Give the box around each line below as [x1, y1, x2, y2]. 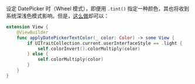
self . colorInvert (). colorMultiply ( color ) [37, 45, 141, 51]
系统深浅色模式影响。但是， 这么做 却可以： [6, 12, 109, 19]
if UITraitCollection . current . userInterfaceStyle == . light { [27, 40, 183, 46]
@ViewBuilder [16, 29, 49, 35]
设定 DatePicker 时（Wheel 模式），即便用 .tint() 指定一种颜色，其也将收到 [6, 5, 190, 12]
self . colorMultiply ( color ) [37, 57, 104, 62]
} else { [27, 51, 49, 57]
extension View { [6, 24, 49, 30]
